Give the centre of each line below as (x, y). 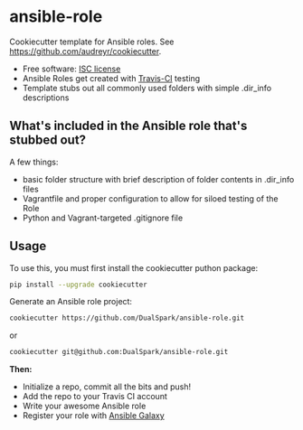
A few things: (34, 162)
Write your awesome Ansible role (84, 406)
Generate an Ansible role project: (71, 302)
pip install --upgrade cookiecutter (78, 285)
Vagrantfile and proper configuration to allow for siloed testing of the (150, 198)
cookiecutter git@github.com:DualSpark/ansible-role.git (119, 352)
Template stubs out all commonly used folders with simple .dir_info (147, 88)
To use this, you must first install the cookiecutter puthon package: (134, 267)
